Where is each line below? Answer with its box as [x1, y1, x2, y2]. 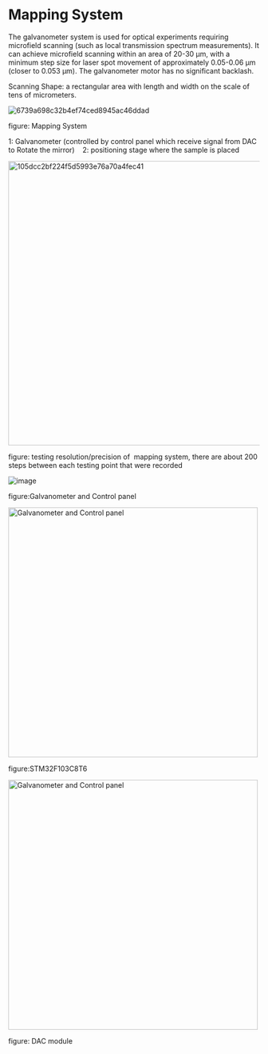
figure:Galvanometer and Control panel [8, 491, 137, 501]
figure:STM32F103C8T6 [8, 764, 88, 773]
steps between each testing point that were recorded [8, 460, 183, 469]
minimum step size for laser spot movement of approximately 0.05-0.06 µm [8, 58, 257, 67]
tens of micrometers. [8, 90, 77, 99]
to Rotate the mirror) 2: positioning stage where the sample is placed [8, 145, 240, 154]
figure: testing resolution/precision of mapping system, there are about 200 [8, 452, 258, 461]
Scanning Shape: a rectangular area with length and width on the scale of [8, 82, 250, 91]
